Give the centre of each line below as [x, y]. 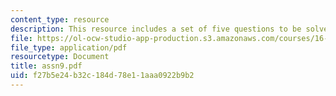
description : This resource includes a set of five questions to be [156, 29]
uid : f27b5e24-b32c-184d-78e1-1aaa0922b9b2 [102, 76]
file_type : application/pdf [69, 47]
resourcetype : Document [60, 57]
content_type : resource [60, 19]
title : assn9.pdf [46, 66]
